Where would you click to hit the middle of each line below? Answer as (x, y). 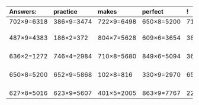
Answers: (23, 12)
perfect (153, 12)
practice (65, 12)
